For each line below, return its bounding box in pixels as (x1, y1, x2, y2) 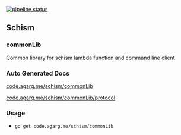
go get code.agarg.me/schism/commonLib (14, 124, 114, 130)
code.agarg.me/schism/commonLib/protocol (6, 94, 116, 101)
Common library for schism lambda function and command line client (6, 54, 175, 61)
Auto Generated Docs (6, 69, 70, 77)
